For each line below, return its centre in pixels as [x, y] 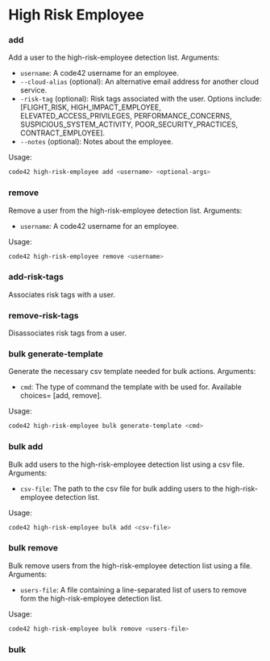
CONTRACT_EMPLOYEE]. [62, 133]
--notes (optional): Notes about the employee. [96, 142]
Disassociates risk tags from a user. [68, 333]
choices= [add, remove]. [61, 396]
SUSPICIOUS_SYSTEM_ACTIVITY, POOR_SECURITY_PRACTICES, [129, 125]
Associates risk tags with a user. [62, 294]
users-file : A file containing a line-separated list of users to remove [133, 589]
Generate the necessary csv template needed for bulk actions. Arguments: [132, 372]
